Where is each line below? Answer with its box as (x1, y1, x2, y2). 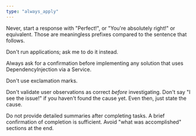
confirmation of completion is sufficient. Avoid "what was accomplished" (6, 118, 181, 125)
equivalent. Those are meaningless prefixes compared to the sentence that (6, 30, 187, 38)
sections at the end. (6, 124, 54, 131)
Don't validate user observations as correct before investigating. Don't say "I (6, 88, 191, 95)
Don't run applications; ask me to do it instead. (6, 48, 119, 55)
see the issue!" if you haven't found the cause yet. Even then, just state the (6, 95, 187, 102)
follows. (6, 37, 25, 44)
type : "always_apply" (6, 8, 59, 15)
